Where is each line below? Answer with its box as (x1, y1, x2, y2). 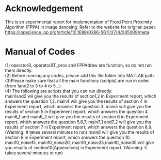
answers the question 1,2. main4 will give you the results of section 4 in (5, 98, 148, 104)
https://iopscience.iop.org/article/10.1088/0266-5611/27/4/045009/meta (5, 29, 149, 35)
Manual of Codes (5, 47, 75, 57)
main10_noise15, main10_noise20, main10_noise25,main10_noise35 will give (5, 139, 154, 145)
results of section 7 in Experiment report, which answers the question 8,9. (5, 124, 153, 130)
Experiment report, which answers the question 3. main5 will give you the (5, 103, 152, 109)
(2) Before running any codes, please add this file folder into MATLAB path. (5, 72, 155, 78)
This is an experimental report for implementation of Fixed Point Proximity (5, 19, 152, 25)
